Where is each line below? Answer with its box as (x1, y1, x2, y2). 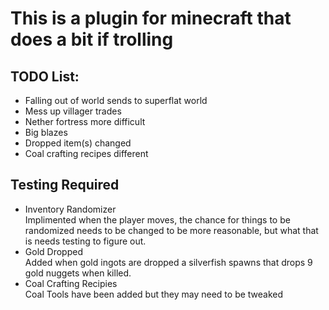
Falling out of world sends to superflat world (24, 95, 208, 106)
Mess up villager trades (24, 105, 122, 117)
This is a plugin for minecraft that (10, 7, 292, 30)
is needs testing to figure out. (24, 235, 147, 247)
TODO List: (10, 68, 80, 85)
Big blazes (24, 127, 68, 138)
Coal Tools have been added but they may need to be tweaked (24, 288, 284, 300)
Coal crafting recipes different (24, 148, 149, 159)
